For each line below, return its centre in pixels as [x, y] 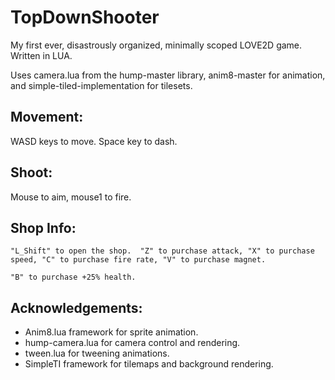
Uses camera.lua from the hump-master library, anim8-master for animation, [168, 75]
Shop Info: [43, 227]
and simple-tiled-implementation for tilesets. [101, 85]
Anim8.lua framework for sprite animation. [111, 332]
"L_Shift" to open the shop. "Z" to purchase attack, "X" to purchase [162, 251]
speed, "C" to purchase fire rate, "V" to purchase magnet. [138, 260]
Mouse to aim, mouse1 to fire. [71, 197]
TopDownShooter [85, 17]
